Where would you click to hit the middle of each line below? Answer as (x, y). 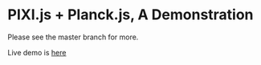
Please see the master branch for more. (73, 37)
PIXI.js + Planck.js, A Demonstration (130, 15)
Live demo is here (37, 52)
